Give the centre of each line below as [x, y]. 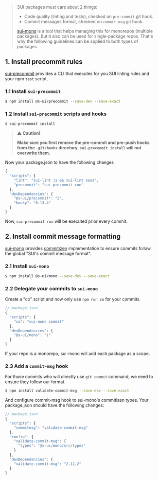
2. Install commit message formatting [63, 237]
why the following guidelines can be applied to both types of [78, 41]
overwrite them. [34, 153]
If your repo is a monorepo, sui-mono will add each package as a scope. [78, 354]
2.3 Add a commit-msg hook [36, 366]
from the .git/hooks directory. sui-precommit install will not [79, 148]
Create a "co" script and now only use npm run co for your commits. [73, 299]
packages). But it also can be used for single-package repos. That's [85, 36]
